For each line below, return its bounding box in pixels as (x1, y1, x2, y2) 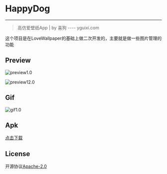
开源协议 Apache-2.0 (5, 164, 47, 170)
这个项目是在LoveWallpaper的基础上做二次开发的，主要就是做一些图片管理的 (5, 35, 162, 41)
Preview (5, 56, 31, 65)
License (5, 150, 30, 158)
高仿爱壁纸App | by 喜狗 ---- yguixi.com (17, 24, 99, 30)
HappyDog (5, 3, 50, 14)
